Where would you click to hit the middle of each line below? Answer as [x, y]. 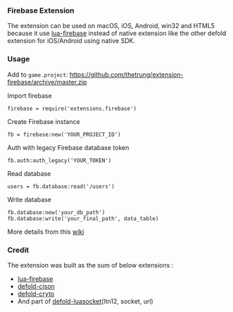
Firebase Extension [41, 11]
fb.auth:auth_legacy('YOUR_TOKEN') [59, 161]
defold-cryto [36, 294]
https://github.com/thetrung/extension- [126, 74]
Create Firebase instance [44, 121]
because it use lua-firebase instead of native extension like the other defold [117, 33]
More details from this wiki [46, 232]
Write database [29, 199]
